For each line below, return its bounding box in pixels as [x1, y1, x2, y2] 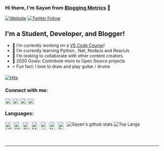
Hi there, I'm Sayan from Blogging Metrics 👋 [5, 4, 111, 11]
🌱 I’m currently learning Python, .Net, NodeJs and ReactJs [12, 48, 130, 54]
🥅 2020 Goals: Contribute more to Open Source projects [12, 58, 125, 64]
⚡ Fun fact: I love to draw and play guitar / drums [12, 63, 111, 70]
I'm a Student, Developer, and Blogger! [5, 29, 125, 38]
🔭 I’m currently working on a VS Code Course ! [12, 42, 105, 48]
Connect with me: [5, 87, 48, 94]
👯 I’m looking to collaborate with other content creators [12, 53, 123, 59]
